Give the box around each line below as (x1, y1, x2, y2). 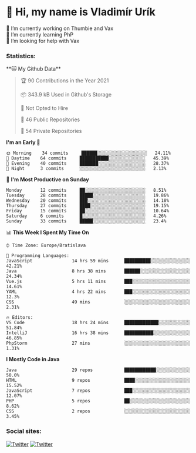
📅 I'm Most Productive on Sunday (6, 176, 89, 183)
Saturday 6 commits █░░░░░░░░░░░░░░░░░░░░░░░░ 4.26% (6, 213, 167, 219)
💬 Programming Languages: (6, 253, 69, 259)
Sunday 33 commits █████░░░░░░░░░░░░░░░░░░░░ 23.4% (6, 218, 167, 224)
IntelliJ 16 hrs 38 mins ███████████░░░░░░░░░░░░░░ (6, 330, 191, 336)
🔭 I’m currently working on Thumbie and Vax (6, 25, 114, 32)
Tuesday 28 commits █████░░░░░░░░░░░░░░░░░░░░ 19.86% (6, 192, 169, 199)
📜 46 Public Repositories (20, 116, 80, 123)
